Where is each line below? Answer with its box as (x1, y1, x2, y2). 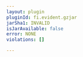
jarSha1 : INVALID (6, 20, 50, 26)
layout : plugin (6, 8, 45, 15)
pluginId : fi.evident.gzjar (6, 14, 78, 20)
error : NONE (6, 31, 36, 37)
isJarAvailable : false (6, 25, 64, 32)
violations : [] (6, 37, 45, 43)
